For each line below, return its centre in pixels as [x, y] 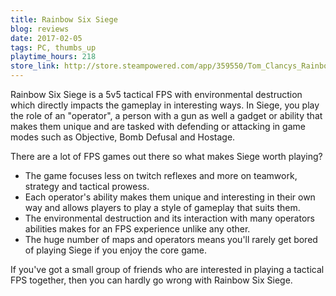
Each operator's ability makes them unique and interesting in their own [170, 197]
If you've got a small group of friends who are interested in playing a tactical [167, 269]
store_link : [35, 66]
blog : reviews [40, 29]
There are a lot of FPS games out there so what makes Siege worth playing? [166, 156]
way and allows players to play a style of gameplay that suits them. [162, 207]
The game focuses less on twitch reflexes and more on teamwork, [161, 175]
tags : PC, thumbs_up [53, 47]
